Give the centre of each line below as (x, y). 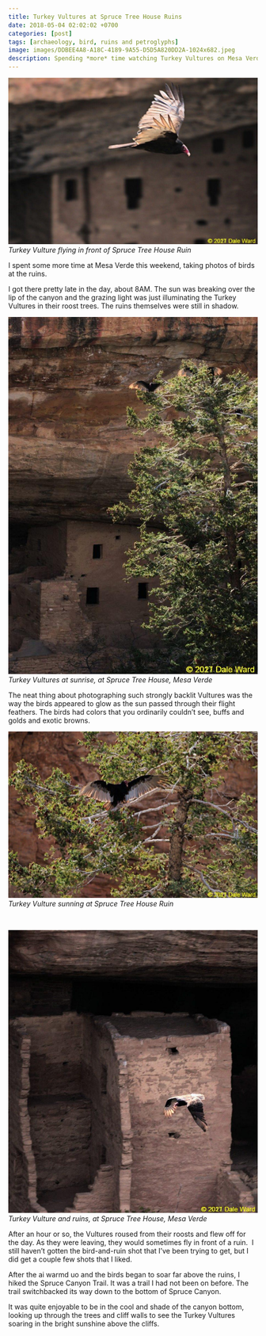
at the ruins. (28, 273)
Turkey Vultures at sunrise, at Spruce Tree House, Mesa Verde (110, 680)
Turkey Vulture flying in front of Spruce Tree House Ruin (100, 250)
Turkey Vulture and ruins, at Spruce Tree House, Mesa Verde (108, 1219)
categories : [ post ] (40, 33)
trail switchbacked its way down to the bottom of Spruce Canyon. (115, 1292)
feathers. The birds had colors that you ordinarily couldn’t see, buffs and (126, 712)
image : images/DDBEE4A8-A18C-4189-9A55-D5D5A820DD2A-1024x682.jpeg (122, 50)
